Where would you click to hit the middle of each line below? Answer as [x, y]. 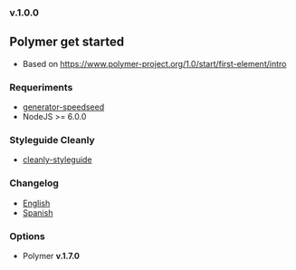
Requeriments [41, 87]
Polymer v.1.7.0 [51, 256]
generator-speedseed [63, 107]
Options [27, 236]
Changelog [34, 183]
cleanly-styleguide [57, 159]
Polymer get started [67, 42]
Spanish [38, 212]
